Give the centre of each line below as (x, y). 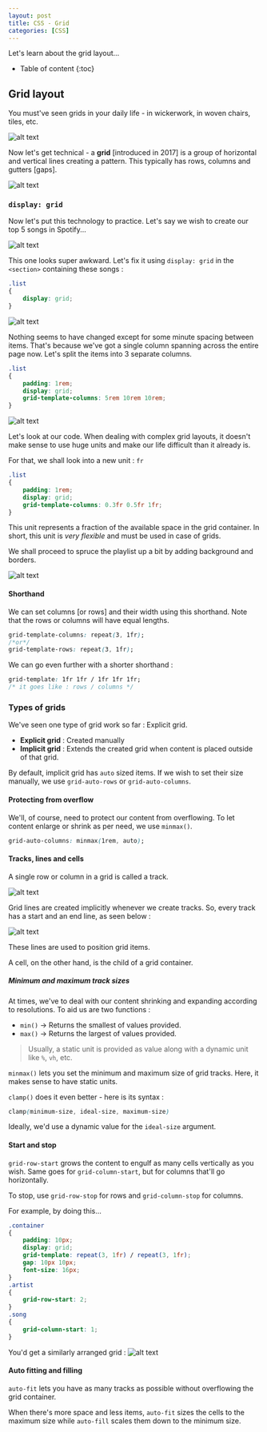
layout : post (30, 16)
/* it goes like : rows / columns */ (71, 687)
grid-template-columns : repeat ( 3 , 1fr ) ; (77, 635)
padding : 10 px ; (48, 1240)
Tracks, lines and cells (46, 859)
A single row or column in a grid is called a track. (89, 876)
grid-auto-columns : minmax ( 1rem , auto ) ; (77, 840)
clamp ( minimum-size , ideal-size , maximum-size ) (89, 1111)
